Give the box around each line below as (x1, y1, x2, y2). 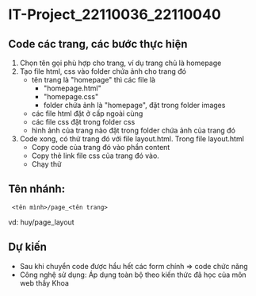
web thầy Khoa (19, 278, 70, 287)
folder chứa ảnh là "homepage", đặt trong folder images (43, 101, 226, 110)
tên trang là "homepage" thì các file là (31, 75, 156, 84)
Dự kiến (8, 240, 48, 254)
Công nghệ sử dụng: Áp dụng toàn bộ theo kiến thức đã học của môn (19, 270, 247, 279)
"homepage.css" (43, 92, 99, 101)
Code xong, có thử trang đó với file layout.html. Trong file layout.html (19, 134, 244, 144)
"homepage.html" (43, 83, 101, 93)
